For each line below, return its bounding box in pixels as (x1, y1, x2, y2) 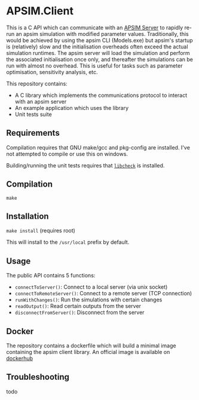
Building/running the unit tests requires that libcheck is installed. (6, 161, 165, 169)
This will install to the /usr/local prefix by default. (6, 239, 130, 246)
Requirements (6, 128, 60, 138)
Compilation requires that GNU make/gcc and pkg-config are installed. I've (6, 143, 190, 151)
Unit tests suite (14, 111, 52, 118)
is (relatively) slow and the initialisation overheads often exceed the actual (6, 43, 188, 50)
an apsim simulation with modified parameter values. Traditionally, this (16, 30, 189, 37)
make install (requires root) (6, 227, 76, 234)
